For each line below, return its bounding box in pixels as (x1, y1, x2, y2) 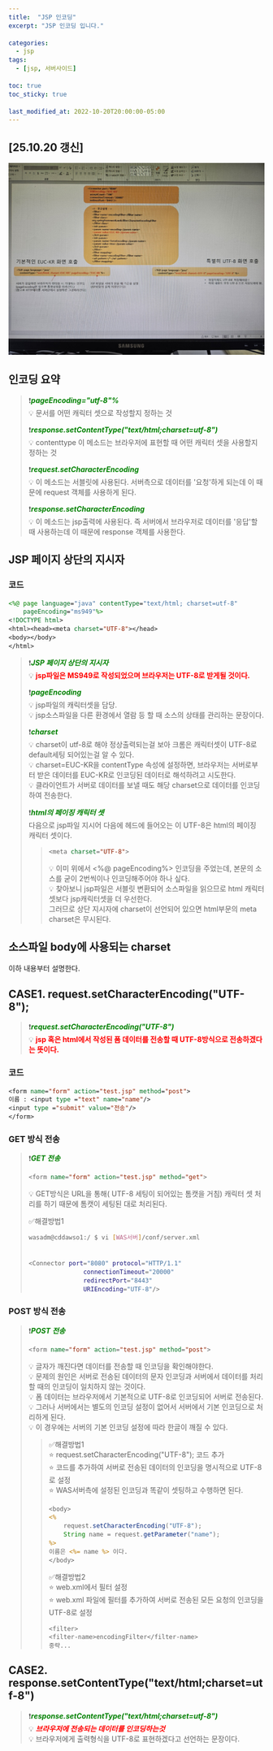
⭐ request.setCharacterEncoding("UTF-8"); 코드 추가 (48, 1450, 225, 1459)
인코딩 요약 (8, 373, 61, 387)
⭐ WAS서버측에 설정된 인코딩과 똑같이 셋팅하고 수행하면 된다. (48, 1485, 244, 1494)
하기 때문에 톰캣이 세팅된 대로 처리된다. (43, 1199, 168, 1209)
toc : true (8, 81, 42, 89)
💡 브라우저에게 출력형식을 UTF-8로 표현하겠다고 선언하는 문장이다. (28, 1734, 240, 1744)
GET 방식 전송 (8, 1134, 61, 1145)
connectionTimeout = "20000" (83, 1268, 175, 1276)
